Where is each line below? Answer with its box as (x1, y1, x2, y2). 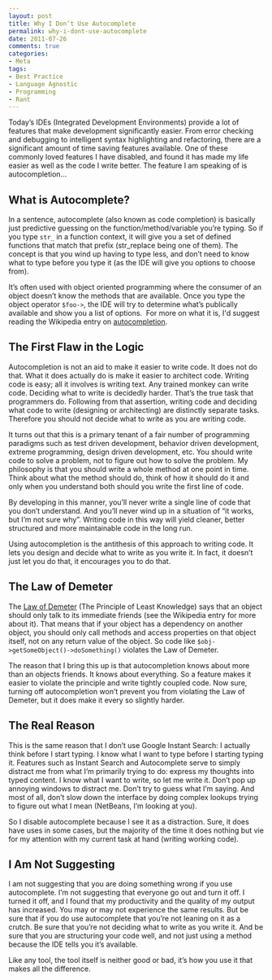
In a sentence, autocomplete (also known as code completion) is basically (8, 215, 256, 225)
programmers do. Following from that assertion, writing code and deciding (8, 396, 257, 406)
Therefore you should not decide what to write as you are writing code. (8, 413, 246, 423)
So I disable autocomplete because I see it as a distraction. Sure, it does (8, 816, 249, 826)
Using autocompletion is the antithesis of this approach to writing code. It (8, 539, 254, 549)
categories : (8, 50, 49, 58)
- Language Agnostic (8, 80, 79, 88)
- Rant (8, 95, 31, 103)
